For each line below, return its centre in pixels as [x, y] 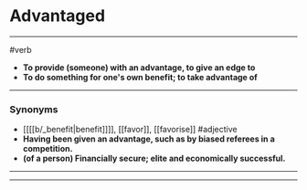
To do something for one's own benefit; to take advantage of [140, 77]
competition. [48, 149]
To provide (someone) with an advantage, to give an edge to [139, 67]
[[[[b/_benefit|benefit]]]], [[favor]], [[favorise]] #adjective [130, 130]
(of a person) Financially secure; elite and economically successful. [154, 158]
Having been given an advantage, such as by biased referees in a [149, 139]
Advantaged [58, 16]
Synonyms [34, 109]
